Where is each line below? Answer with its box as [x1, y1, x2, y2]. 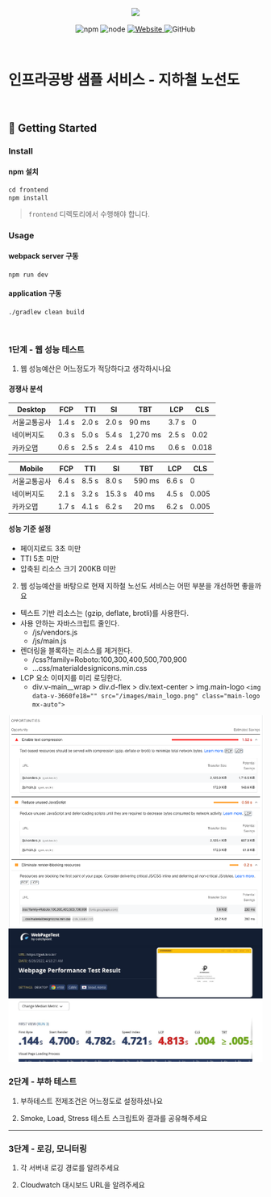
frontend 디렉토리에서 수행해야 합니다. [27, 209, 151, 219]
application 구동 [8, 289, 62, 298]
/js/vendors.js [31, 627, 78, 637]
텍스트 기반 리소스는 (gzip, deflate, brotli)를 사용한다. [19, 608, 190, 617]
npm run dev [8, 271, 48, 279]
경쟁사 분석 [8, 384, 43, 394]
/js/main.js [31, 635, 67, 646]
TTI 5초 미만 [19, 554, 60, 563]
